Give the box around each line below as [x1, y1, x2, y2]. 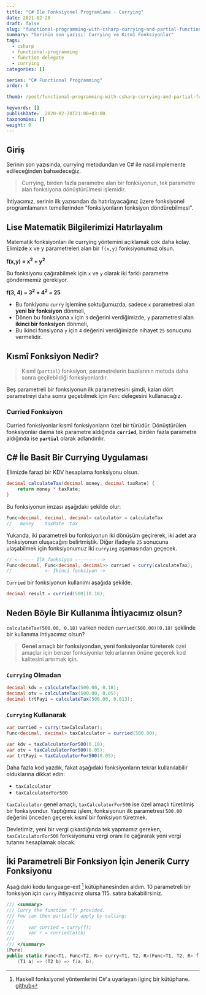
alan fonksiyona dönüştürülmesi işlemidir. [21, 186, 126, 193]
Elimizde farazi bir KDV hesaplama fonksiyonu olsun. [6, 468, 139, 476]
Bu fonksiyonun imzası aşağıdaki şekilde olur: [6, 503, 121, 510]
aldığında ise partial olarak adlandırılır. [6, 435, 105, 442]
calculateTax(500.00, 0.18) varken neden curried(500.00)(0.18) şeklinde [6, 624, 196, 631]
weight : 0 [6, 122, 32, 128]
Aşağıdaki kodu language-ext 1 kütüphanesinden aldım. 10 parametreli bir [6, 882, 191, 891]
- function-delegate [12, 55, 64, 61]
